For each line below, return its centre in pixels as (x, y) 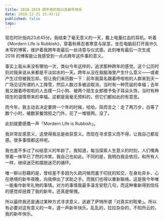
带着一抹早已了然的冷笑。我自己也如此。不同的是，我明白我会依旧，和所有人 (82, 157)
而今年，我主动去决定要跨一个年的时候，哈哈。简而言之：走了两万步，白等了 (82, 107)
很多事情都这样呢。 (33, 140)
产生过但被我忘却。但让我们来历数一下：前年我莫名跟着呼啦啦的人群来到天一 (82, 79)
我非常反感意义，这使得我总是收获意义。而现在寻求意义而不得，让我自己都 (80, 134)
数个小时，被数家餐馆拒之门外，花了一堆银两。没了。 (59, 113)
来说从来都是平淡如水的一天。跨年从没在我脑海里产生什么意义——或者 (88, 72)
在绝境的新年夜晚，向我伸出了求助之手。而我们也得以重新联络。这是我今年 (80, 179)
